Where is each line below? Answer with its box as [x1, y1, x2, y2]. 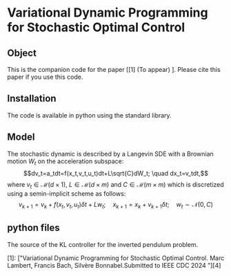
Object [7, 47, 37, 59]
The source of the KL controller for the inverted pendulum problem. [7, 240, 199, 248]
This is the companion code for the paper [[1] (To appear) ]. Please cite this [7, 66, 221, 73]
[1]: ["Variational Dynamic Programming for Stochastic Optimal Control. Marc [7, 254, 225, 262]
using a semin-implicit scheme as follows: [7, 190, 126, 198]
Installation [7, 93, 57, 104]
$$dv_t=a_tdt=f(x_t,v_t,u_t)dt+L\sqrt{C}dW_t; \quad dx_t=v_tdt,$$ [23, 169, 209, 178]
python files [7, 222, 60, 234]
